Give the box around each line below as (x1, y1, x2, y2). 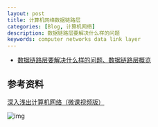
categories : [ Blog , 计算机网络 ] (7, 23, 96, 30)
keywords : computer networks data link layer (7, 36, 141, 43)
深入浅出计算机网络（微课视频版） (7, 98, 105, 106)
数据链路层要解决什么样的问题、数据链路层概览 (17, 56, 151, 65)
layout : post (7, 10, 45, 17)
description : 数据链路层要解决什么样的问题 (7, 29, 120, 37)
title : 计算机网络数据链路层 (7, 17, 81, 24)
